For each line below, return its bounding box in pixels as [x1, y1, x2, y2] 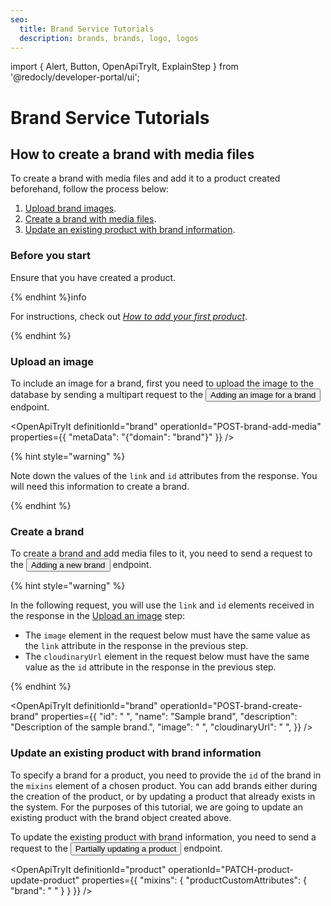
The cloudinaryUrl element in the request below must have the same [24, 651, 310, 663]
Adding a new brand [30, 560, 106, 571]
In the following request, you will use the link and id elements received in [10, 599, 315, 611]
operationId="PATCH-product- [168, 863, 295, 875]
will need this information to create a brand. [10, 480, 190, 492]
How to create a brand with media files [10, 146, 255, 163]
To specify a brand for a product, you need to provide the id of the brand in [10, 769, 322, 781]
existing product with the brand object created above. [10, 811, 232, 823]
